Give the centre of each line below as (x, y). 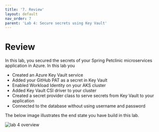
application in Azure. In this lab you (40, 66)
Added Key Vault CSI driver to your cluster (54, 91)
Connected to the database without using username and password (79, 106)
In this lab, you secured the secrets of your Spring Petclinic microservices (79, 61)
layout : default (21, 14)
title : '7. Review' (25, 9)
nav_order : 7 (18, 18)
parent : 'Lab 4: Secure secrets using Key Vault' (56, 23)
